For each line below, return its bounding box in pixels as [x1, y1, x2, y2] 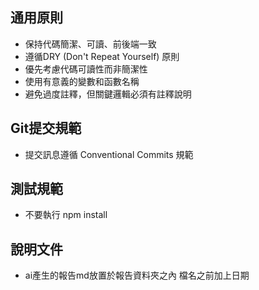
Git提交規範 [10, 120, 82, 137]
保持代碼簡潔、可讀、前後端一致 [24, 38, 157, 50]
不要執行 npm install [24, 209, 108, 221]
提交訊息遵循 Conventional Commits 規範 [24, 148, 194, 160]
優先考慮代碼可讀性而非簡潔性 [24, 63, 148, 75]
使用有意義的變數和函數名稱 [24, 75, 140, 87]
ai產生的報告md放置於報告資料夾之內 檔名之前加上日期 [24, 269, 250, 282]
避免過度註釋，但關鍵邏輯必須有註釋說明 [24, 88, 192, 100]
